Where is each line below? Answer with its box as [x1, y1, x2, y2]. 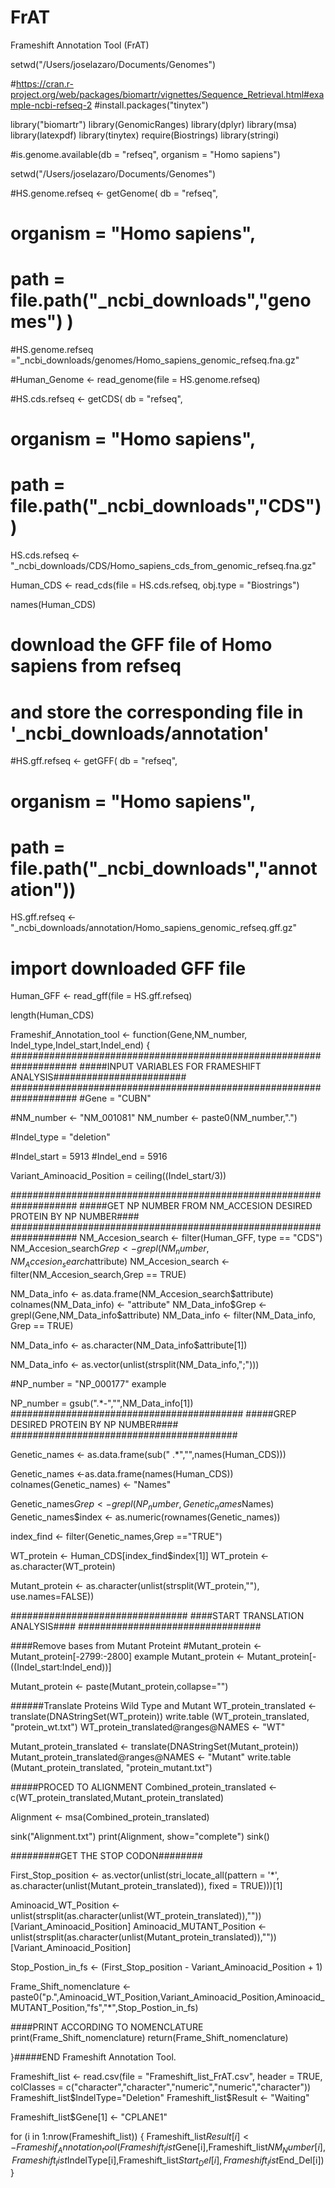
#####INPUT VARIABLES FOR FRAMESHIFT [79, 1061, 262, 1073]
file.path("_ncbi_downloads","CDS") [10, 495, 322, 518]
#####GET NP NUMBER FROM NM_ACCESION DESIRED [79, 1200, 313, 1212]
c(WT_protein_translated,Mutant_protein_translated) [10, 1791, 225, 1803]
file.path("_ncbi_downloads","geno [10, 289, 312, 312]
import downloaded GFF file [10, 957, 247, 980]
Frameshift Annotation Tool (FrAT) [10, 39, 150, 51]
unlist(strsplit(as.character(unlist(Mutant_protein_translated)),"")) [10, 1931, 277, 1943]
